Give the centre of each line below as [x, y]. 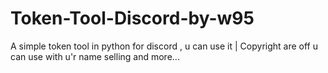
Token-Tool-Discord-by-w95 [132, 18]
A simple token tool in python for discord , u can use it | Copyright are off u [164, 46]
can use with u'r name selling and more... [95, 56]
